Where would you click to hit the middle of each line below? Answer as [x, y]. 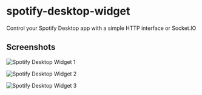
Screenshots [31, 47]
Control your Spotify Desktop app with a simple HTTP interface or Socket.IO [101, 28]
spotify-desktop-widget [68, 11]
